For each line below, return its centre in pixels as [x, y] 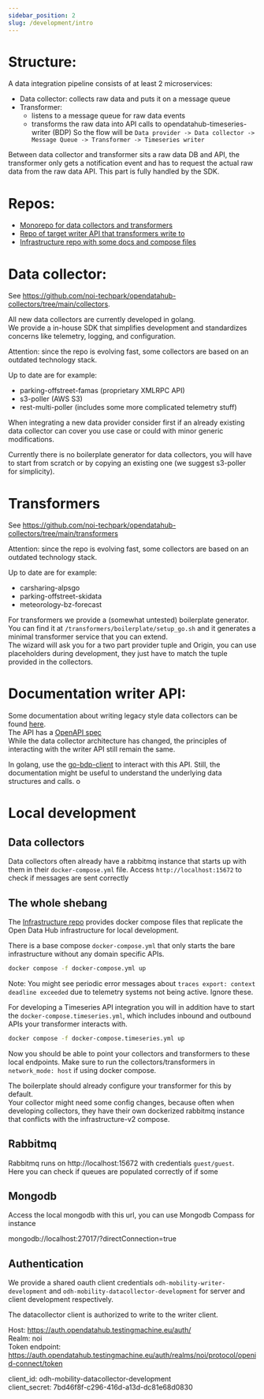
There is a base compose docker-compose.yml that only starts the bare [122, 945]
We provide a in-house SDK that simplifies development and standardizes [128, 328]
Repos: [32, 203]
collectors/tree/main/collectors [58, 304]
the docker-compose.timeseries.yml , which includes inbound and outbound [130, 1015]
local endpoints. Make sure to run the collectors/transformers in [112, 1062]
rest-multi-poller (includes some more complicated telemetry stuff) [128, 407]
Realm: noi [25, 1338]
